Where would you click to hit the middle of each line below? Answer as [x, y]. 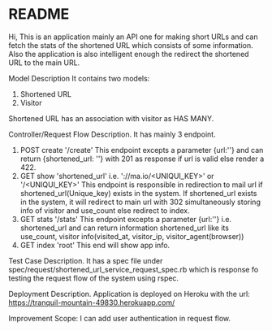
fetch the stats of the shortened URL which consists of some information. [131, 45]
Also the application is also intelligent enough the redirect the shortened [129, 54]
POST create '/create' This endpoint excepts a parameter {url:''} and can [142, 150]
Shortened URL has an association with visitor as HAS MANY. [111, 118]
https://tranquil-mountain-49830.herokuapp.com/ [92, 303]
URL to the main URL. [44, 63]
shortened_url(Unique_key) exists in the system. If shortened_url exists [138, 193]
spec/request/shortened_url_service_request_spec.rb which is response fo [134, 269]
